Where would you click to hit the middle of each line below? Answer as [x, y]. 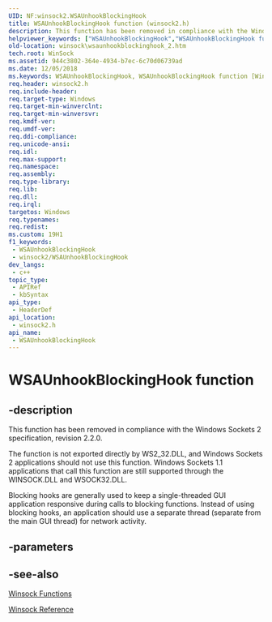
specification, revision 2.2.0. [55, 438]
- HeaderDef [32, 310]
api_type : [25, 302]
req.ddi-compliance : [43, 136]
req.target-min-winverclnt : [56, 106]
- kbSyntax [30, 295]
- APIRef [27, 287]
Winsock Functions [40, 594]
